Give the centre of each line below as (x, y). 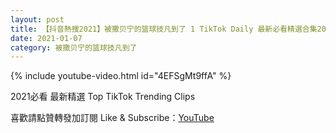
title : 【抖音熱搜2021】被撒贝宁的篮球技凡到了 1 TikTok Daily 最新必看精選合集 (164, 29)
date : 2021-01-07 (46, 38)
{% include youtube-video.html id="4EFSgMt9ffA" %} (121, 76)
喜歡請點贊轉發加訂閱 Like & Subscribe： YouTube (112, 118)
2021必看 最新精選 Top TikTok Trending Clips (103, 97)
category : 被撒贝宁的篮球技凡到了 (74, 47)
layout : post (37, 19)
